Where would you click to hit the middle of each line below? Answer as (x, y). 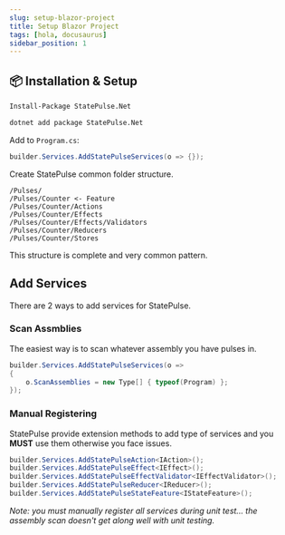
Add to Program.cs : (44, 140)
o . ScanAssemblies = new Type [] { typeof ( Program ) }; (127, 382)
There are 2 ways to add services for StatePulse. (100, 306)
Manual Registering (53, 413)
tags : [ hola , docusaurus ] (58, 34)
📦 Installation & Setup (74, 81)
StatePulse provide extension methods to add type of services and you (142, 433)
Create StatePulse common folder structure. (91, 174)
